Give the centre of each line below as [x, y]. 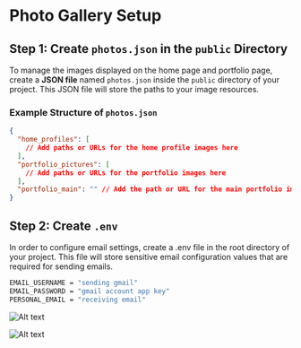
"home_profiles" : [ [54, 140]
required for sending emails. [61, 266]
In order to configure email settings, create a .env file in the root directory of [150, 247]
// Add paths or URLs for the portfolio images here [126, 173]
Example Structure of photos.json [83, 112]
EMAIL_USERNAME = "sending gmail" [74, 283]
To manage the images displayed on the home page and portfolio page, [141, 70]
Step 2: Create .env [64, 226]
